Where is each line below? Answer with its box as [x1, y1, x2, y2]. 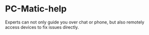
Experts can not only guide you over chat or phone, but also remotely [5, 19, 145, 25]
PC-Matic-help [5, 3, 67, 14]
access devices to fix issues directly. [5, 24, 79, 30]
